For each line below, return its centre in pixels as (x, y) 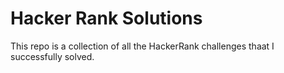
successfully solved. (52, 56)
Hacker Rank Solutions (106, 18)
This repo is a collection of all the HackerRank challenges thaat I (142, 46)
